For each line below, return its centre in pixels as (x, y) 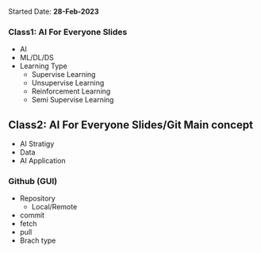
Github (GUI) (33, 182)
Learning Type (43, 66)
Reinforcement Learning (71, 91)
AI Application (42, 161)
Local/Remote (54, 207)
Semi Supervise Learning (73, 100)
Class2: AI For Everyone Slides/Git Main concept (131, 125)
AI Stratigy (37, 144)
